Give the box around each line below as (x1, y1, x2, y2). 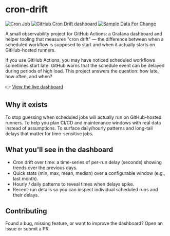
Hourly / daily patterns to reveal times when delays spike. (12, 181, 135, 187)
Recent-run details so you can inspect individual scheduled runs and (12, 186, 158, 192)
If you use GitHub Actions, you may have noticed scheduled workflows (5, 57, 156, 63)
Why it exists (5, 100, 48, 109)
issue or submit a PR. (5, 226, 50, 232)
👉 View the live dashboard (5, 83, 63, 89)
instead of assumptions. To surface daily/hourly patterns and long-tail (5, 125, 153, 131)
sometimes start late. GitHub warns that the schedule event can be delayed (5, 62, 165, 68)
